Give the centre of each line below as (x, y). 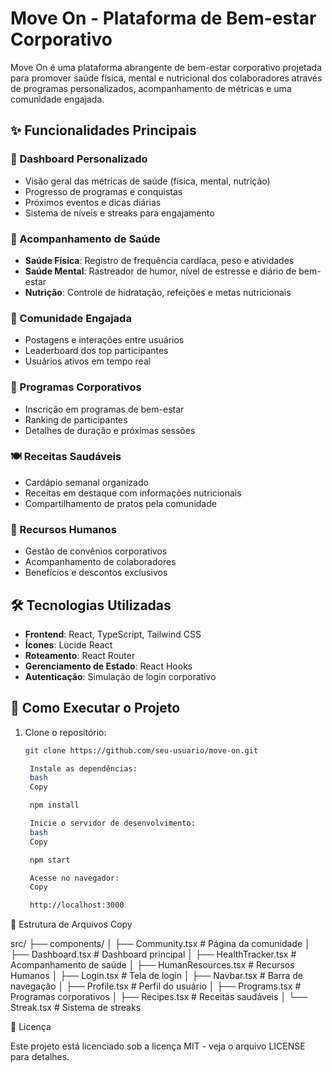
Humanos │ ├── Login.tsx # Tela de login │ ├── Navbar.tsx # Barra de (156, 976)
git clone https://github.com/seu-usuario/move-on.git (141, 750)
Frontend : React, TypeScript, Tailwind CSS (113, 634)
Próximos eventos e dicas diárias (93, 202)
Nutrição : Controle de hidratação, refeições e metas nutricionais (158, 292)
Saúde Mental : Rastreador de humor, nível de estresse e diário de (160, 271)
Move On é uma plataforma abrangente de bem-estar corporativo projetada (166, 67)
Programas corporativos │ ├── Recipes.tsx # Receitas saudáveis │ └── (159, 997)
